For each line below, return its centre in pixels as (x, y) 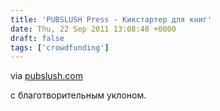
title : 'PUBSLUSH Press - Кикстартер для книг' (111, 19)
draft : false (37, 38)
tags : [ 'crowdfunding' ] (60, 47)
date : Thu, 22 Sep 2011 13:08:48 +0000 (93, 29)
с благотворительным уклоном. (78, 95)
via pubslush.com (46, 76)
